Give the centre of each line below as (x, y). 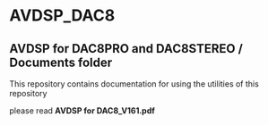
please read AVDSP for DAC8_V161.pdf (82, 111)
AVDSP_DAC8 (62, 16)
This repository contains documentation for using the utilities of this (134, 84)
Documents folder (61, 62)
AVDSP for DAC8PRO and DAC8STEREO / (126, 49)
